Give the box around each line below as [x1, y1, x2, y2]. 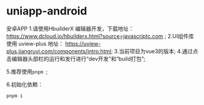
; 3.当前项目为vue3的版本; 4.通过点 [111, 47, 199, 55]
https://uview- [65, 40, 101, 47]
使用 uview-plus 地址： [6, 40, 64, 47]
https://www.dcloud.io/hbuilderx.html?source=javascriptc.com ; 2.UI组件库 [6, 32, 194, 40]
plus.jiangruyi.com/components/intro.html [6, 47, 111, 55]
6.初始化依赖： [6, 80, 44, 88]
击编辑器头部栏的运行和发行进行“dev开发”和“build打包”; [6, 55, 146, 62]
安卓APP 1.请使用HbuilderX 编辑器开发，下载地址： [6, 25, 134, 32]
